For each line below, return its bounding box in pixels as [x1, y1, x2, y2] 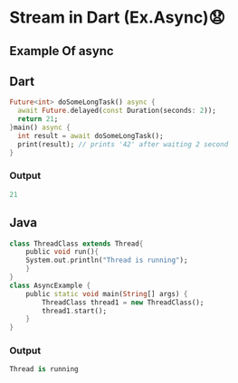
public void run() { [25, 248, 100, 257]
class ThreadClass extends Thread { [9, 238, 144, 248]
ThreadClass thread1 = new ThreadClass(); [42, 297, 205, 307]
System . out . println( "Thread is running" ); [25, 256, 188, 265]
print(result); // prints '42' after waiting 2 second [17, 139, 229, 149]
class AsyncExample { [9, 281, 91, 290]
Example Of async [9, 43, 115, 59]
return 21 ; [17, 115, 59, 124]
